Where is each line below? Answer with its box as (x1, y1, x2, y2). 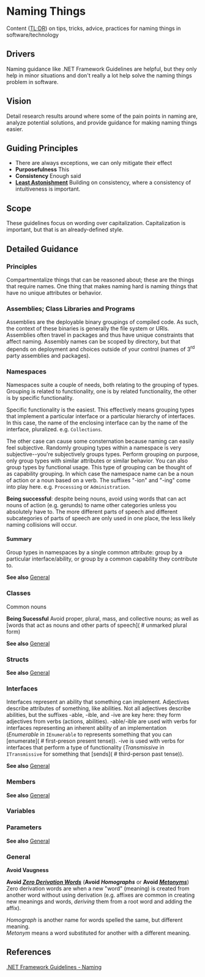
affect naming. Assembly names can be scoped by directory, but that (6, 338, 181, 345)
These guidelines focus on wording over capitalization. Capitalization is (6, 220, 186, 227)
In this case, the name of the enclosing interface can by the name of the (6, 419, 188, 427)
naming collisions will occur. (6, 521, 78, 529)
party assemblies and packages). (6, 351, 91, 359)
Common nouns (6, 603, 47, 610)
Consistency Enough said (15, 172, 81, 180)
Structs (6, 655, 29, 664)
